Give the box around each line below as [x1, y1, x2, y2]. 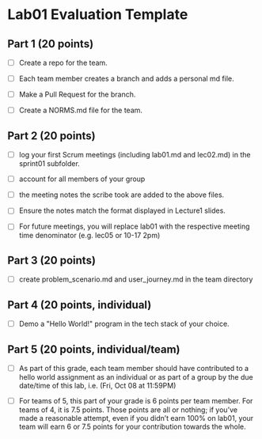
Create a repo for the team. [18, 58, 108, 67]
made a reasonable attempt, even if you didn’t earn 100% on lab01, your [18, 414, 254, 423]
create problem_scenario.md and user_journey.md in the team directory [18, 274, 253, 284]
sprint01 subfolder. [18, 159, 80, 168]
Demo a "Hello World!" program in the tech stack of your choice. [18, 319, 230, 329]
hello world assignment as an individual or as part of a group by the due [18, 373, 254, 381]
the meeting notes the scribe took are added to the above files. [18, 190, 225, 199]
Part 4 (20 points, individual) [7, 298, 152, 312]
